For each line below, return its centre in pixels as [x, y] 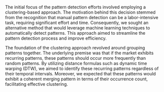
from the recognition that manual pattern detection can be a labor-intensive [82, 17]
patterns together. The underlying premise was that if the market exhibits [80, 53]
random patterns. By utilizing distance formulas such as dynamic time [76, 63]
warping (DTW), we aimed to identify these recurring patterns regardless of [82, 69]
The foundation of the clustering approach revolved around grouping [75, 48]
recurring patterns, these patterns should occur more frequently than [76, 58]
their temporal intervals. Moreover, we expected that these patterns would [81, 74]
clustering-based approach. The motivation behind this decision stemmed [80, 12]
